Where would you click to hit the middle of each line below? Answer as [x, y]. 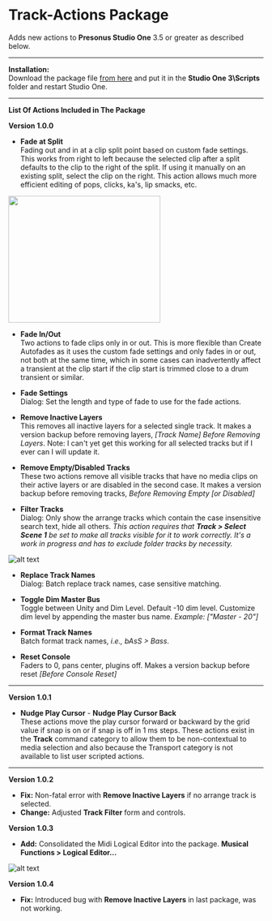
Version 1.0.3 [31, 828]
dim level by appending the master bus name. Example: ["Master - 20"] [139, 616]
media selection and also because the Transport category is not [126, 747]
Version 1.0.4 [31, 884]
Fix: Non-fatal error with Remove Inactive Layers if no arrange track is [138, 795]
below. [19, 45]
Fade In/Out [40, 334]
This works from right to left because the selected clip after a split [130, 158]
